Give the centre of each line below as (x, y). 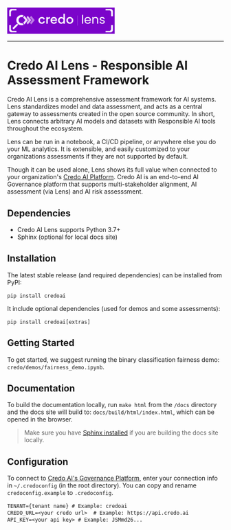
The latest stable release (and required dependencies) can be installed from (114, 275)
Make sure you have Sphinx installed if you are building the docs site (121, 433)
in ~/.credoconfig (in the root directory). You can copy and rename (102, 485)
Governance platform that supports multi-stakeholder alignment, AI (102, 184)
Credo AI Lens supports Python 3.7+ (69, 230)
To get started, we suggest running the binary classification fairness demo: (113, 359)
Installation (32, 258)
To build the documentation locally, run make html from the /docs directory (112, 405)
